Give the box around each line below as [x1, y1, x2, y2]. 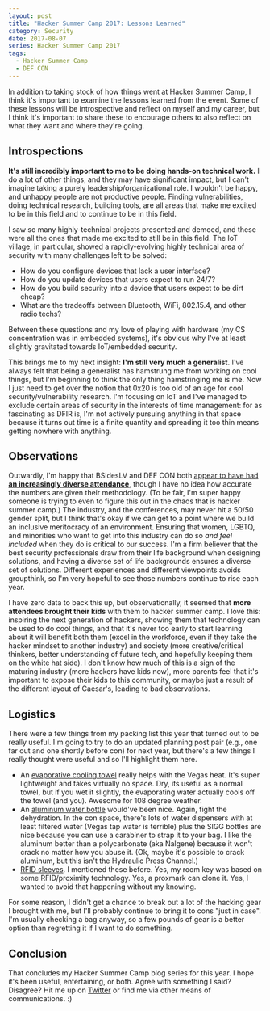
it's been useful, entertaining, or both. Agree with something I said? [8, 977, 232, 986]
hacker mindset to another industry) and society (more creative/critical [8, 641, 243, 651]
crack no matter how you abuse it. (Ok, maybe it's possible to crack [19, 848, 245, 857]
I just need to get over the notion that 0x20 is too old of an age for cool [8, 383, 243, 393]
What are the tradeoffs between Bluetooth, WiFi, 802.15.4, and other [19, 300, 247, 310]
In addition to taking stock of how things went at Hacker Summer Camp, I [8, 86, 251, 96]
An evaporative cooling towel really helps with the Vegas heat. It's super [19, 770, 260, 780]
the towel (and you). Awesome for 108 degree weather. [19, 796, 203, 806]
